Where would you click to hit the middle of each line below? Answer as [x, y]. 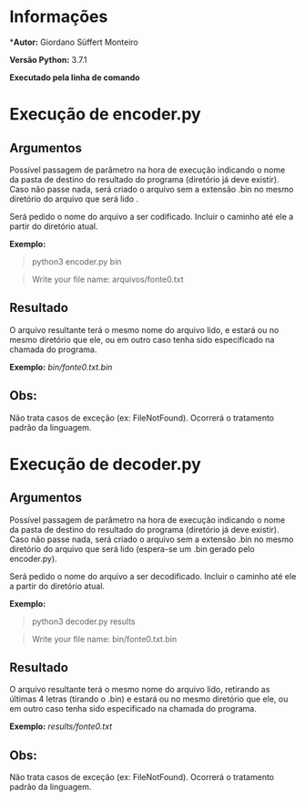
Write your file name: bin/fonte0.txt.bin [104, 639]
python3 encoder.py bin [76, 261]
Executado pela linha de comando [75, 77]
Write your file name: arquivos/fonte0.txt [107, 279]
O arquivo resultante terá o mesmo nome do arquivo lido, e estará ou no [144, 329]
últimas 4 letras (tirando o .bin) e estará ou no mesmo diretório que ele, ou [149, 699]
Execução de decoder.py [106, 464]
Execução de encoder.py [106, 114]
